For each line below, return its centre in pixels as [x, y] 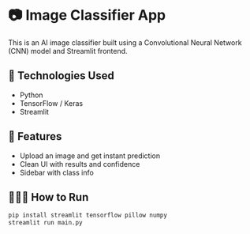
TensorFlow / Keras [51, 103]
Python [31, 95]
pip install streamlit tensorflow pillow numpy [88, 215]
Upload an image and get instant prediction [90, 156]
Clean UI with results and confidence [80, 164]
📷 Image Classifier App [87, 15]
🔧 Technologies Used [61, 76]
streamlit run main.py [45, 223]
